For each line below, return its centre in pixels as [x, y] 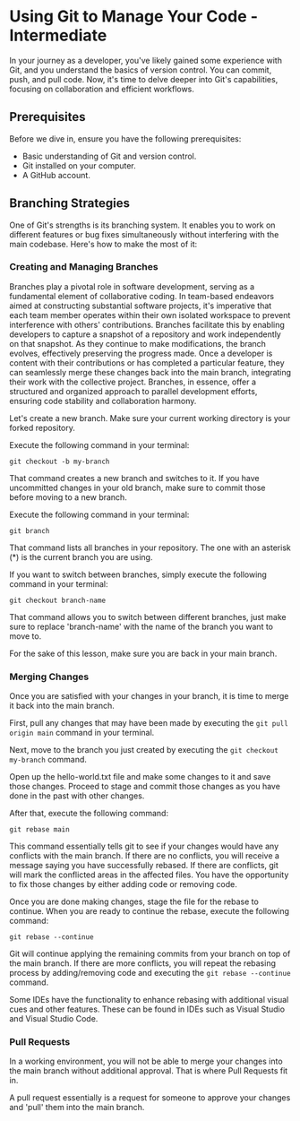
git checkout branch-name [57, 600]
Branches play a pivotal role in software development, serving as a [132, 286]
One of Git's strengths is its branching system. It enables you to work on [142, 225]
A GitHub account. [56, 175]
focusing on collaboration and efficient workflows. [102, 89]
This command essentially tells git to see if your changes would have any [144, 846]
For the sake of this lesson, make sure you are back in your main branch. [143, 653]
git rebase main [39, 830]
